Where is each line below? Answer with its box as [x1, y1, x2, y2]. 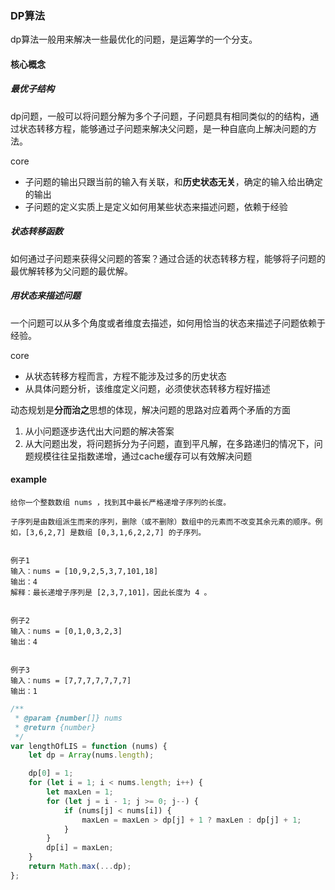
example [10, 473, 48, 486]
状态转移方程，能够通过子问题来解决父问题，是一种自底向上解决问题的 [18, 122, 308, 134]
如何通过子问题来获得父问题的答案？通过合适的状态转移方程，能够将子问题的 [10, 252, 326, 264]
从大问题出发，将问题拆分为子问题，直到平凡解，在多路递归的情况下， [24, 437, 315, 449]
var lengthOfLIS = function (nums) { [10, 741, 168, 751]
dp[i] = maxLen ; [46, 843, 114, 853]
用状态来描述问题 [10, 290, 81, 302]
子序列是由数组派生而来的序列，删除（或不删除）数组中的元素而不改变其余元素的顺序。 [10, 517, 316, 527]
